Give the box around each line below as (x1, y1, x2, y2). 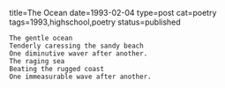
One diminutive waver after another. (9, 49, 148, 58)
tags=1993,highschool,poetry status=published (9, 17, 181, 27)
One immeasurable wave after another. (9, 72, 152, 81)
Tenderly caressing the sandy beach (9, 41, 144, 50)
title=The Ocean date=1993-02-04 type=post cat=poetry (9, 8, 217, 18)
